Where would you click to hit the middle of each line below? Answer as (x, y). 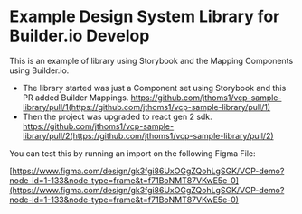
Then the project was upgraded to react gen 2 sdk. (117, 116)
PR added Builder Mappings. (75, 98)
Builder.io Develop (80, 36)
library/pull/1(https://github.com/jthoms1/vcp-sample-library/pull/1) (146, 107)
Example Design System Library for (145, 17)
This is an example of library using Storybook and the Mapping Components (151, 60)
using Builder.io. (39, 70)
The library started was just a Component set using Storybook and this (154, 88)
